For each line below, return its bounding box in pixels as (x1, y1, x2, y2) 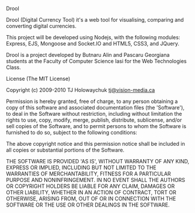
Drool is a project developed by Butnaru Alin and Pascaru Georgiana (6, 51, 170, 58)
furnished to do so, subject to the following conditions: (6, 129, 137, 136)
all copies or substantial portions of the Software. (6, 146, 124, 153)
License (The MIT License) (6, 75, 71, 82)
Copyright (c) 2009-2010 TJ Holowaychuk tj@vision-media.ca (6, 87, 155, 93)
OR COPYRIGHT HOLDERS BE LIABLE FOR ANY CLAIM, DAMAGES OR (6, 183, 175, 190)
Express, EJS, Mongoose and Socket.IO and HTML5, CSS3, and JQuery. (6, 40, 180, 47)
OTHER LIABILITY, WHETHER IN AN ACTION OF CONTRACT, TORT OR (6, 189, 176, 195)
